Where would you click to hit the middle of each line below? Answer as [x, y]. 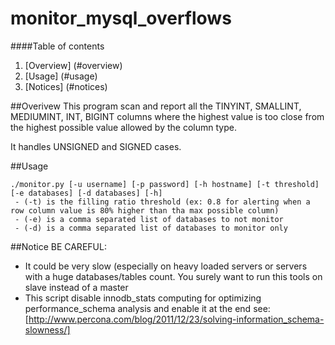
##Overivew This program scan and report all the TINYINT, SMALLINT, [156, 106]
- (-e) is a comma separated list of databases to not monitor [149, 219]
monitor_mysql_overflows [121, 18]
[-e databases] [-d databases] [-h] [86, 193]
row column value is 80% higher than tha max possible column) [145, 210]
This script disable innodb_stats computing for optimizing [143, 298]
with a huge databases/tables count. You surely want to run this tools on [173, 276]
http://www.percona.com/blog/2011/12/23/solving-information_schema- [176, 319]
